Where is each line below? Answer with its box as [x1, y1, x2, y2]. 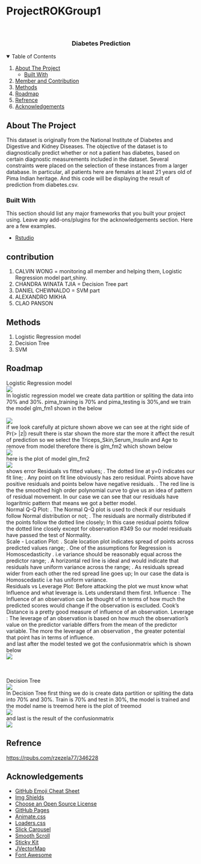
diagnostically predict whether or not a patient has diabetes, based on [6, 149, 180, 157]
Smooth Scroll [14, 832, 50, 839]
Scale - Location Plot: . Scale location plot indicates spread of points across [6, 538, 194, 545]
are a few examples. [6, 223, 57, 230]
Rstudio [14, 234, 34, 241]
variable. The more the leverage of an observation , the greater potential [6, 627, 185, 635]
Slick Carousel [14, 826, 51, 833]
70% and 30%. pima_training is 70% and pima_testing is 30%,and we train [6, 398, 191, 405]
